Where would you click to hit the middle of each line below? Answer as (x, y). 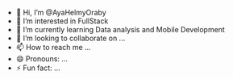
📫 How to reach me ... (53, 47)
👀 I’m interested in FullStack (62, 21)
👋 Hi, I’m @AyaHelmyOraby (61, 12)
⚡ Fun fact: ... (38, 68)
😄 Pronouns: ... (42, 59)
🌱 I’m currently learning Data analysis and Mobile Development (121, 29)
